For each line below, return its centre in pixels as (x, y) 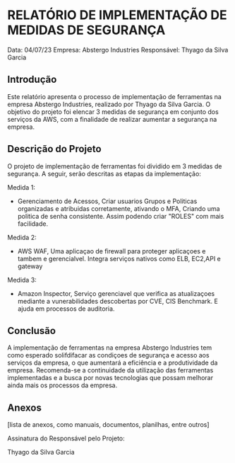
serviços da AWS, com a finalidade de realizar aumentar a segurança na (112, 119)
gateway (30, 266)
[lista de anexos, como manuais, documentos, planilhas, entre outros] (108, 425)
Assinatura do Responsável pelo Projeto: (66, 438)
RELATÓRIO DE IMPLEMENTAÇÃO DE (117, 15)
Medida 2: (22, 237)
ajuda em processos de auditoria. (66, 309)
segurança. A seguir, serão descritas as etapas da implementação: (104, 173)
